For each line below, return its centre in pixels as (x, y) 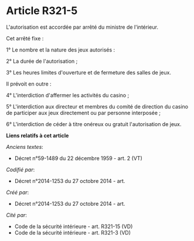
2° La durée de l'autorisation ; (42, 61)
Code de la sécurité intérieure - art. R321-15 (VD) (74, 226)
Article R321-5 (42, 11)
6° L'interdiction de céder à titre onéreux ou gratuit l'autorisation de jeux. (94, 124)
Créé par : (18, 192)
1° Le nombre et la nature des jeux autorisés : (61, 50)
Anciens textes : (25, 147)
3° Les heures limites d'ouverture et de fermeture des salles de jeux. (89, 72)
